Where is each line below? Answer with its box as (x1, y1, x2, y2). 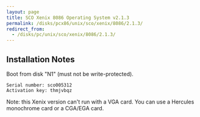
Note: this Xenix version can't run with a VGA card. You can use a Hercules (6, 98, 195, 105)
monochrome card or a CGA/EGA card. (6, 104, 104, 112)
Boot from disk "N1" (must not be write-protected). (6, 70, 134, 77)
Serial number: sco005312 (6, 82, 72, 88)
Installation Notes (6, 54, 75, 65)
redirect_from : (6, 26, 45, 32)
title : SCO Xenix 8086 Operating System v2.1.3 (6, 15, 130, 21)
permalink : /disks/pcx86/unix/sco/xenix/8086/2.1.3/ (6, 20, 143, 26)
